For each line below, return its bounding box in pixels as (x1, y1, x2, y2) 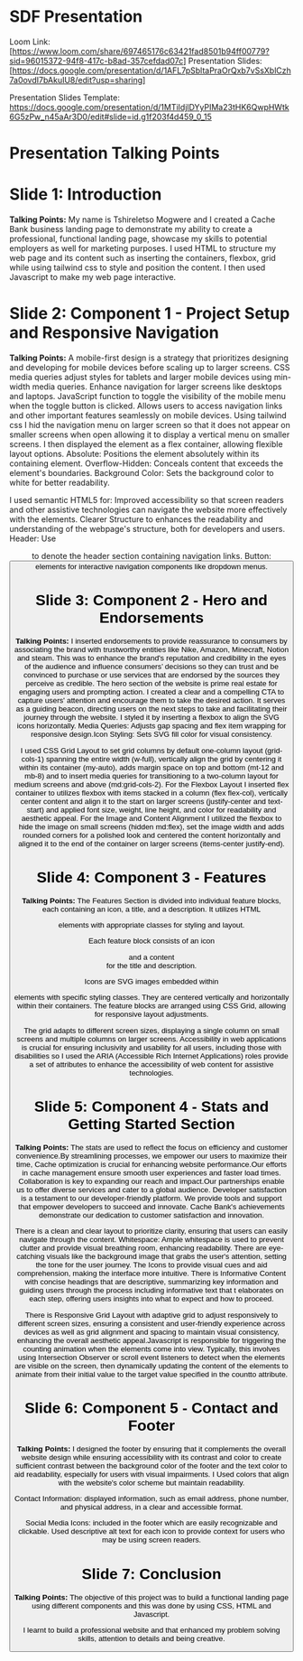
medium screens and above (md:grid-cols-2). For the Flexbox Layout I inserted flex (14, 779, 289, 789)
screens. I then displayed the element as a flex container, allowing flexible (9, 439, 283, 449)
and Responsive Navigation (9, 322, 219, 343)
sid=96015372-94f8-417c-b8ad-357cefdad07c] (9, 55, 187, 66)
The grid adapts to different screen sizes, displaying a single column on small (23, 1025, 280, 1035)
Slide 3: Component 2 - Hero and (35, 592, 268, 610)
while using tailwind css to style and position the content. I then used (9, 262, 266, 273)
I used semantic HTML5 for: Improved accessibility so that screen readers (9, 495, 284, 505)
